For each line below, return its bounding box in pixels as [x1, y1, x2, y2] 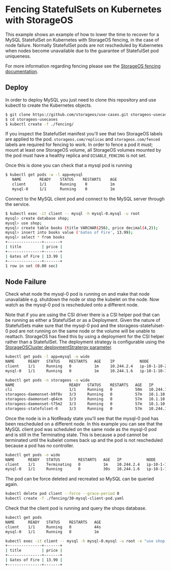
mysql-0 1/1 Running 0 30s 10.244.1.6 [5, 466, 140, 472]
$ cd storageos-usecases [5, 116, 58, 122]
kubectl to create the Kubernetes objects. [5, 102, 93, 108]
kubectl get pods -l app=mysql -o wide [5, 354, 90, 360]
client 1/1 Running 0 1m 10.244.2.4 [5, 364, 133, 369]
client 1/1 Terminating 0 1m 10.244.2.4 [5, 462, 140, 467]
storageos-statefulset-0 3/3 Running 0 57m [5, 406, 142, 411]
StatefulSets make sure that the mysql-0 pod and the [5, 323, 117, 329]
